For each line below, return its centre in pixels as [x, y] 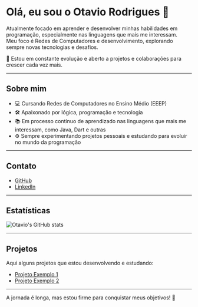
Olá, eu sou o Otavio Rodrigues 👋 [88, 12]
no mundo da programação [48, 142]
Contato [21, 166]
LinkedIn [25, 186]
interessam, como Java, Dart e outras [60, 130]
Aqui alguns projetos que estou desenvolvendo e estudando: [80, 263]
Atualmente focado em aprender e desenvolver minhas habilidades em [92, 28]
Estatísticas [28, 211]
